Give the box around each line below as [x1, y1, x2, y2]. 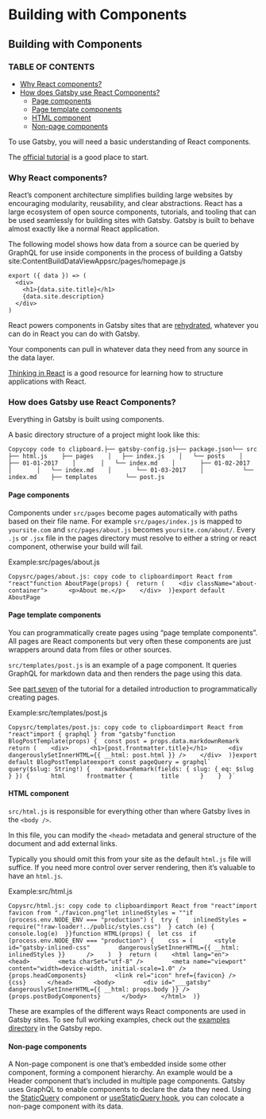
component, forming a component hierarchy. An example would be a [8, 1068, 233, 1078]
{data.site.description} [22, 293, 105, 301]
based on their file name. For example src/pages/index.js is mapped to [8, 516, 242, 526]
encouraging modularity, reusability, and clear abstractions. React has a [8, 199, 243, 209]
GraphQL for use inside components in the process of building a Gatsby [8, 248, 243, 258]
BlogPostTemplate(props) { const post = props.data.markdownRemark [8, 737, 240, 745]
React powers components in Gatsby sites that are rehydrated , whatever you [8, 321, 259, 330]
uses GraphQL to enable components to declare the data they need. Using [8, 1085, 252, 1094]
